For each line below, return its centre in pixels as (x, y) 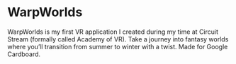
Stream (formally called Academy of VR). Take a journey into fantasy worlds (118, 39)
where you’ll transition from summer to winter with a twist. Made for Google (118, 46)
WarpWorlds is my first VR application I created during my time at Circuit (113, 32)
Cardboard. (24, 54)
